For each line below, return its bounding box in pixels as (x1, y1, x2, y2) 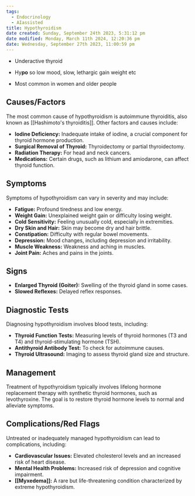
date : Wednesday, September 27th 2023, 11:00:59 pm (6, 42, 135, 48)
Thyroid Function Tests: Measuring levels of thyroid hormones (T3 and (14, 332, 187, 339)
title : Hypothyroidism (6, 25, 61, 31)
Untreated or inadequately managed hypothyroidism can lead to (6, 434, 160, 441)
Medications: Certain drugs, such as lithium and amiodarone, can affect (14, 155, 189, 162)
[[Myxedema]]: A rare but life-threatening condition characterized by (14, 477, 183, 484)
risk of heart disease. (14, 458, 66, 465)
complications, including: (6, 441, 67, 448)
